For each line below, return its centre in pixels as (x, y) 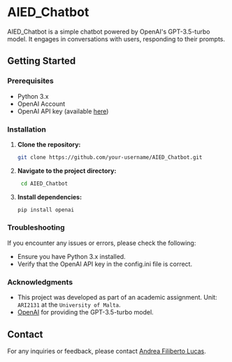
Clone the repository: (49, 144)
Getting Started (42, 61)
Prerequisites (30, 81)
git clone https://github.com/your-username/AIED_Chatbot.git (110, 157)
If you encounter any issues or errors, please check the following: (102, 243)
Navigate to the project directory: (67, 170)
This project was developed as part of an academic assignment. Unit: (117, 298)
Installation (27, 129)
